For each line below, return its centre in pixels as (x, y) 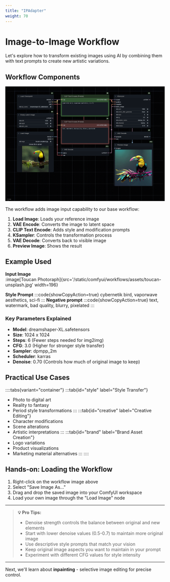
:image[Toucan (21, 279)
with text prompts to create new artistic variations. (58, 61)
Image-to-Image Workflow (62, 42)
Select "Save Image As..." (39, 487)
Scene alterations (31, 426)
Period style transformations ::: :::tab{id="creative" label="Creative (82, 410)
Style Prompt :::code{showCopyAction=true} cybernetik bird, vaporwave (81, 294)
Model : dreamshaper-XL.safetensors (51, 329)
